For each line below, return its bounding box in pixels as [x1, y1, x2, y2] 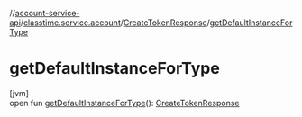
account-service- [14, 8, 80, 18]
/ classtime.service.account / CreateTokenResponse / [20, 17, 210, 28]
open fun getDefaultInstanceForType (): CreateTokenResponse [9, 97, 241, 108]
